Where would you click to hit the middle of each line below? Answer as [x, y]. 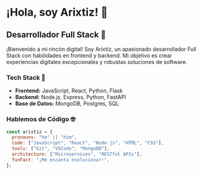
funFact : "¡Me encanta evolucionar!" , [61, 159]
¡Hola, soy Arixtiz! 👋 [57, 12]
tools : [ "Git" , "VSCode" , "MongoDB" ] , [61, 149]
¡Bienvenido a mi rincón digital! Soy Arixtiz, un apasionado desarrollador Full [101, 49]
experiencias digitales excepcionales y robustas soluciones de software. [97, 62]
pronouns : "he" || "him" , [45, 137]
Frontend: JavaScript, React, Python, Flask [69, 91]
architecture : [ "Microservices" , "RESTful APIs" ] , [77, 154]
